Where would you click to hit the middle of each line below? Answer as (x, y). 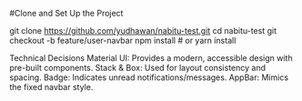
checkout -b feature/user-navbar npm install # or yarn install (123, 40)
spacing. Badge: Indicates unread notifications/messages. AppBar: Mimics (149, 77)
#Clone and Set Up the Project (66, 13)
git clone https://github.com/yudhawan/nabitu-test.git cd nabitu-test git (143, 30)
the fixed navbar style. (51, 87)
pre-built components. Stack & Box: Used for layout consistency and (138, 68)
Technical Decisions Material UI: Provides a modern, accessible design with (151, 58)
